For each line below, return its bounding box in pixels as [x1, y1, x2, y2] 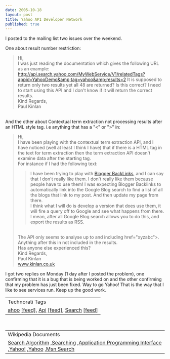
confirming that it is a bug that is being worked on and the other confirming [5, 276, 162, 283]
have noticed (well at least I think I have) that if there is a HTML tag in [17, 145, 162, 151]
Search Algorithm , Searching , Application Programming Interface [8, 339, 162, 346]
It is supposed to [127, 76, 162, 83]
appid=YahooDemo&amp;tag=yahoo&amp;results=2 [17, 76, 126, 83]
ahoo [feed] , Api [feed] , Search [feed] [8, 307, 98, 314]
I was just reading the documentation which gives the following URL [17, 60, 159, 66]
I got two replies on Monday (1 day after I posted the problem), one [5, 271, 145, 277]
